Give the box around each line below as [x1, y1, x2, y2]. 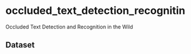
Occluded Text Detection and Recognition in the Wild [5, 23, 133, 30]
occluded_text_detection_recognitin [5, 4, 186, 17]
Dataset [5, 40, 35, 50]
